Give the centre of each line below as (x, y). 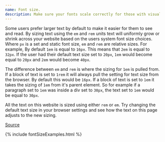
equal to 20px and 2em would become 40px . (48, 59)
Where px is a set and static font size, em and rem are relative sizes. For (76, 44)
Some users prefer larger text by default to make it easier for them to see (79, 28)
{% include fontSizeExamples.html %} (43, 134)
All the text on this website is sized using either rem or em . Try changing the (80, 105)
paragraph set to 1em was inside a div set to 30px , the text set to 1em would (80, 90)
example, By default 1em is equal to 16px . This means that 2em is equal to (77, 49)
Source (12, 125)
